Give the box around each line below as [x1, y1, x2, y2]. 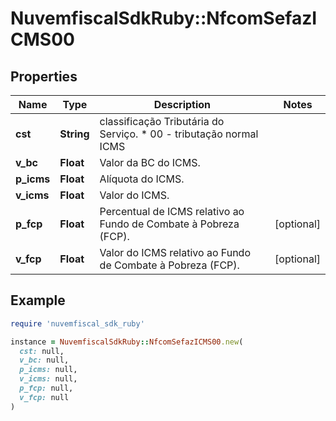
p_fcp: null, [19, 383, 74, 394]
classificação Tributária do [99, 115, 225, 128]
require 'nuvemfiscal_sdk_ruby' [10, 318, 145, 329]
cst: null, [19, 346, 65, 356]
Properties [10, 68, 78, 85]
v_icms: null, [19, 374, 78, 384]
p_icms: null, [19, 365, 78, 375]
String [59, 127, 90, 141]
